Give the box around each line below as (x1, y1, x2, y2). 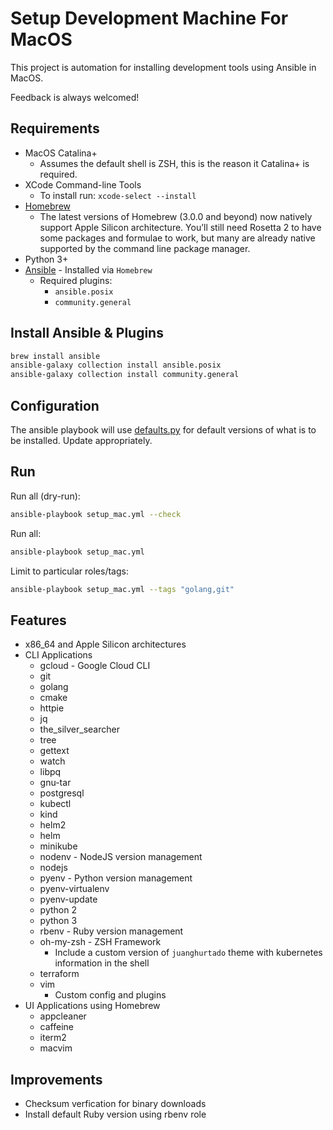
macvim (39, 1042, 73, 1054)
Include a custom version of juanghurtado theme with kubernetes (54, 947, 323, 959)
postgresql (39, 787, 85, 799)
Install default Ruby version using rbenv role (24, 1108, 207, 1121)
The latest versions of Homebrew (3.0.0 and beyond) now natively (39, 210, 313, 222)
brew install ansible (10, 351, 101, 361)
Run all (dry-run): (10, 490, 81, 502)
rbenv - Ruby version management (39, 925, 184, 937)
